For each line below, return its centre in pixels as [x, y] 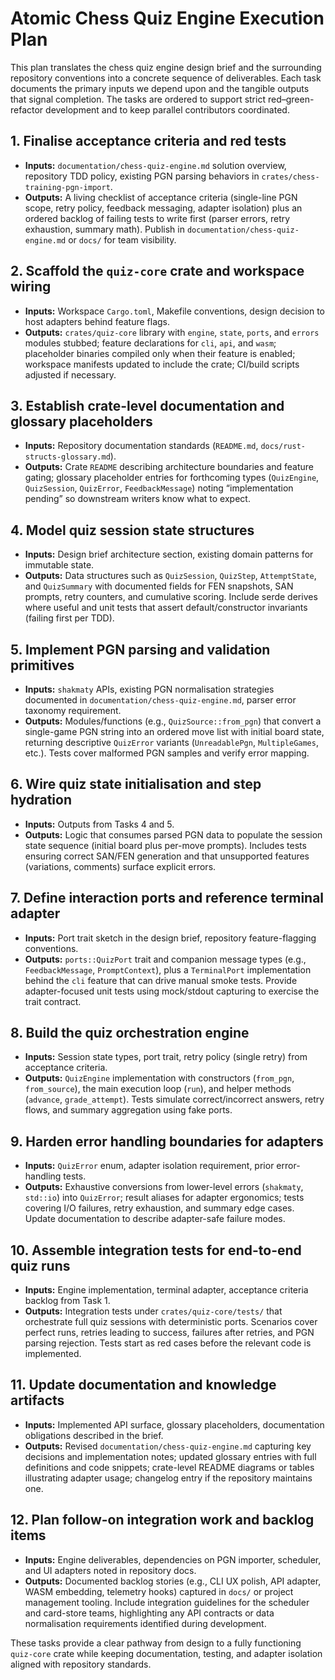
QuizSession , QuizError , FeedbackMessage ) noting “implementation [159, 488]
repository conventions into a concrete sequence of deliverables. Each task [166, 78]
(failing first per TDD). [69, 618]
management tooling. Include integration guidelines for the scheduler [167, 1602]
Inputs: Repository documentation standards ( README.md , [141, 446]
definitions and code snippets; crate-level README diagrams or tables [169, 1467]
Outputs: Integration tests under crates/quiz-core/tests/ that [153, 1311]
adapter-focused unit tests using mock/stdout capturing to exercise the [172, 991]
